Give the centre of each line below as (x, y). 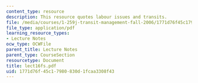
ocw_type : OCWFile (29, 44)
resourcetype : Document (35, 60)
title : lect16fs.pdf (32, 66)
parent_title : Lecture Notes (42, 50)
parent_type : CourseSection (41, 55)
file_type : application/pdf (41, 28)
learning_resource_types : (38, 33)
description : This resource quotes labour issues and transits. (87, 17)
